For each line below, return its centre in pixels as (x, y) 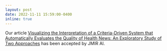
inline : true (19, 19)
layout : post (19, 10)
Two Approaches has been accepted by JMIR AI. (55, 44)
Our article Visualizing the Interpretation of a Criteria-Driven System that (79, 33)
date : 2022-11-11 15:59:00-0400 (39, 14)
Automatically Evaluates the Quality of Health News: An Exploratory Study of (83, 38)
